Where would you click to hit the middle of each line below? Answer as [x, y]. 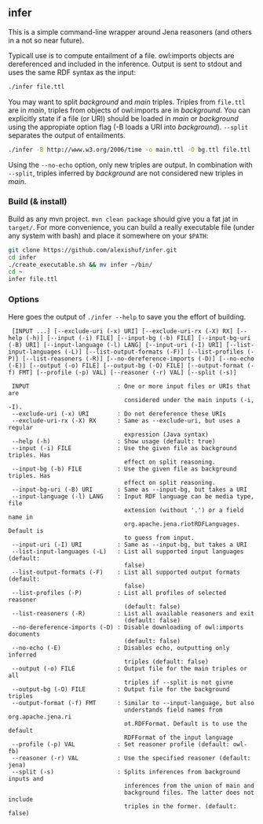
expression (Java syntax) [167, 434]
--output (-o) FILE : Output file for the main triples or [129, 668]
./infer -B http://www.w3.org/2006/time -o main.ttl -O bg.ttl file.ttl [130, 150]
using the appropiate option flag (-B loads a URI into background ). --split [128, 127]
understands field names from [174, 710]
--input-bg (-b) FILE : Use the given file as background [124, 469]
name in [21, 517]
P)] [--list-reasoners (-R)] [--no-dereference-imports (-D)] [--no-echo [131, 358]
